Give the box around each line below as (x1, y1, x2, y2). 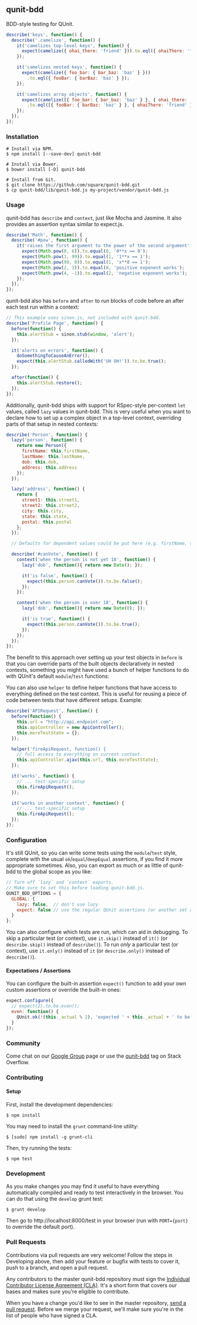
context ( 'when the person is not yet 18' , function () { (16, 556, 157, 563)
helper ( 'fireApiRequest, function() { (11, 746, 107, 752)
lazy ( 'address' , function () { (11, 486, 85, 492)
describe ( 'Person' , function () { (6, 432, 88, 438)
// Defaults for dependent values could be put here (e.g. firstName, (11, 541, 188, 546)
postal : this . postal (21, 519, 72, 525)
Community (6, 1039, 40, 1047)
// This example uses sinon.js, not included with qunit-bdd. (6, 315, 161, 321)
